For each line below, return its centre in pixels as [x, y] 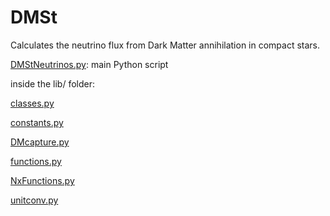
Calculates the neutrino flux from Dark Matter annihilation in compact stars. [165, 45]
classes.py [32, 103]
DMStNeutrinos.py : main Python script [89, 64]
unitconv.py [34, 200]
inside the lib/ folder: [53, 83]
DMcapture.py [40, 142]
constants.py [37, 122]
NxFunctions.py [42, 180]
